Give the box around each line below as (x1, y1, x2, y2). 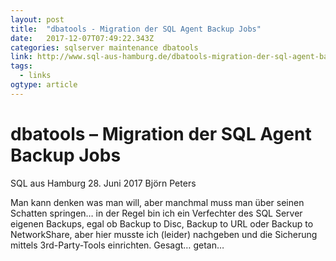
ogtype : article (10, 80, 78, 90)
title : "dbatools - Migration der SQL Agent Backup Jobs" (10, 24, 262, 34)
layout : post (10, 14, 65, 25)
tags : (10, 61, 33, 71)
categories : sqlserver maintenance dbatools (10, 42, 199, 53)
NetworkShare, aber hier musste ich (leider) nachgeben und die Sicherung (10, 228, 318, 240)
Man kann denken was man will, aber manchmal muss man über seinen (10, 196, 305, 208)
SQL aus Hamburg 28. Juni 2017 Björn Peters (10, 177, 197, 189)
